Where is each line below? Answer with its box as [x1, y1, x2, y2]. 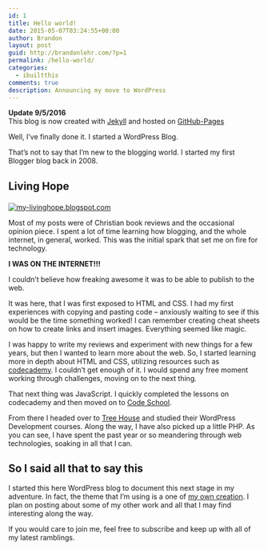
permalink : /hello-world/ [8, 57, 94, 65]
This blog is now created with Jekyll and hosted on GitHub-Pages [8, 117, 225, 126]
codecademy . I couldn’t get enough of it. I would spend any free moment [8, 365, 248, 375]
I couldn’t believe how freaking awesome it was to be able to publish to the [8, 274, 254, 284]
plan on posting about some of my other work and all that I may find [8, 500, 232, 509]
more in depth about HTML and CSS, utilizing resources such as [8, 356, 220, 366]
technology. [8, 243, 48, 253]
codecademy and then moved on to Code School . [8, 397, 172, 407]
